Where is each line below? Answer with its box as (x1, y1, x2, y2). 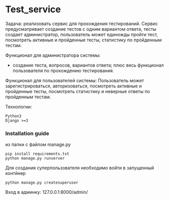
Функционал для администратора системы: (5, 52, 101, 58)
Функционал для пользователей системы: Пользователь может (5, 77, 144, 83)
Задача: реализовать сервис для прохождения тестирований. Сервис (5, 20, 158, 27)
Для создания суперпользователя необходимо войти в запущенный (5, 165, 154, 171)
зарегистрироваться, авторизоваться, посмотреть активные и (5, 83, 142, 89)
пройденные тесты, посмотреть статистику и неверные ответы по (5, 88, 150, 94)
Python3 (5, 114, 22, 119)
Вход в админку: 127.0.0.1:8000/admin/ (5, 189, 88, 195)
